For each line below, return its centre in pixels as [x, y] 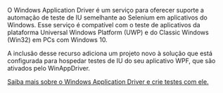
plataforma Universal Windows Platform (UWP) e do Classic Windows [108, 32]
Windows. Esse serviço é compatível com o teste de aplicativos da [104, 25]
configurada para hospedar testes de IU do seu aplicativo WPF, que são [111, 61]
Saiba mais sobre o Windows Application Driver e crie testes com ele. [108, 82]
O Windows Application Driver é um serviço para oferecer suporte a [106, 10]
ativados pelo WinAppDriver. [49, 68]
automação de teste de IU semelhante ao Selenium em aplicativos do [107, 17]
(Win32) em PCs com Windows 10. [57, 40]
